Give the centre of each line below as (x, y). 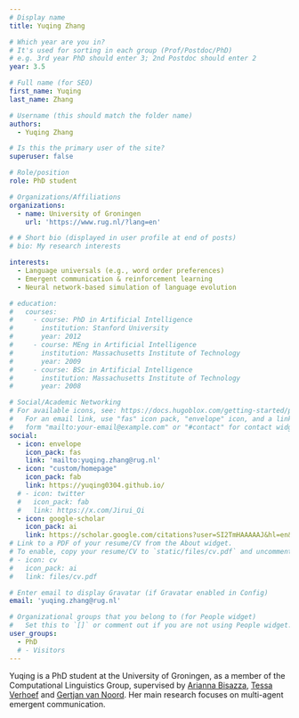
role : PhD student (43, 181)
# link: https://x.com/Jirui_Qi (81, 510)
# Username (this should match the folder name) (101, 116)
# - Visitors (41, 650)
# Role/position (39, 173)
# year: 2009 (45, 361)
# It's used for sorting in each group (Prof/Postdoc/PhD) (121, 50)
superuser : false (41, 157)
